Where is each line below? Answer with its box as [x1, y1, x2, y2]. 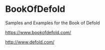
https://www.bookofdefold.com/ [5, 29, 71, 35]
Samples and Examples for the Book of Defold [5, 20, 100, 26]
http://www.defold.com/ [5, 39, 55, 45]
